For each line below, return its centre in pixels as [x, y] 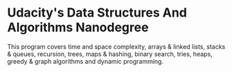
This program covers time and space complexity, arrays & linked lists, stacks [116, 46]
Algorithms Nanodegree [78, 27]
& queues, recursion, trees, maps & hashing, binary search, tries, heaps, [110, 54]
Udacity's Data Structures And [97, 13]
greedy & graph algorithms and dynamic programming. [86, 61]
